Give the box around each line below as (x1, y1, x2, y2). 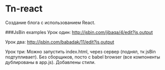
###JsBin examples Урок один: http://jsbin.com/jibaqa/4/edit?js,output (5, 29, 153, 35)
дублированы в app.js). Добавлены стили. (5, 59, 96, 65)
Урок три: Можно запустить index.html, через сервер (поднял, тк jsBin (5, 48, 156, 54)
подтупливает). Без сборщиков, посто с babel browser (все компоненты (5, 53, 160, 60)
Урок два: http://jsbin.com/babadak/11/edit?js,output (5, 38, 115, 45)
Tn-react (5, 3, 43, 14)
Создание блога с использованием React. (5, 19, 96, 25)
